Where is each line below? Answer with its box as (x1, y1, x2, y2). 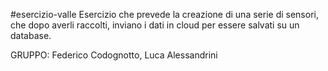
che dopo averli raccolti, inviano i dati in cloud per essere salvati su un (10, 19, 300, 31)
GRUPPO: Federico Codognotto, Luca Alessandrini (10, 49, 218, 61)
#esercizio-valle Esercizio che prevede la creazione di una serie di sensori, (10, 9, 319, 20)
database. (10, 30, 52, 41)
